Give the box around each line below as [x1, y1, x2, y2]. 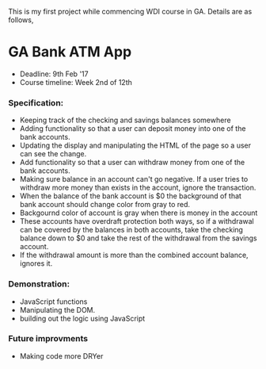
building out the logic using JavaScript [19, 313, 146, 323]
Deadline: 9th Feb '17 [19, 69, 89, 79]
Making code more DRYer [19, 351, 104, 360]
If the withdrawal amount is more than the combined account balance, [19, 250, 249, 260]
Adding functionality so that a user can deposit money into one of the [19, 124, 246, 133]
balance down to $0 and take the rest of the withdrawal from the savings [19, 233, 257, 243]
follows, [8, 15, 34, 25]
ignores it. [19, 259, 53, 268]
